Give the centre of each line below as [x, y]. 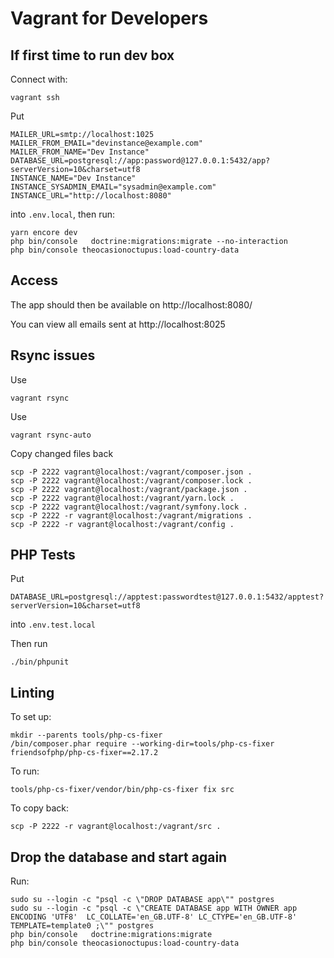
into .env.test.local [53, 624]
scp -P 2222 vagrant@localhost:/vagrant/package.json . [129, 489]
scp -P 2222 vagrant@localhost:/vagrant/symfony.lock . [129, 507]
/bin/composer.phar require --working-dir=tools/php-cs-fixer [142, 744]
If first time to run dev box [92, 55]
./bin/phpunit [40, 662]
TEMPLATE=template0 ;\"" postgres [82, 926]
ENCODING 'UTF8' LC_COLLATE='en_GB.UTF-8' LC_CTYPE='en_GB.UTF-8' [154, 917]
